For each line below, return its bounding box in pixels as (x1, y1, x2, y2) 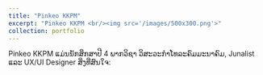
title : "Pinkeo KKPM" (8, 11, 81, 20)
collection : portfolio (8, 27, 85, 35)
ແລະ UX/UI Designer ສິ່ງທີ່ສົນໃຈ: (8, 57, 111, 67)
